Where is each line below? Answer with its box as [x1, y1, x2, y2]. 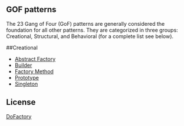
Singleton [14, 80, 38, 87]
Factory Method [14, 67, 54, 75]
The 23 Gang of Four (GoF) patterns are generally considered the [6, 20, 165, 27]
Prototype [14, 74, 40, 81]
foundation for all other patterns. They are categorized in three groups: [6, 26, 178, 33]
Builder [14, 62, 32, 69]
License [6, 97, 36, 107]
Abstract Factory [14, 55, 56, 62]
